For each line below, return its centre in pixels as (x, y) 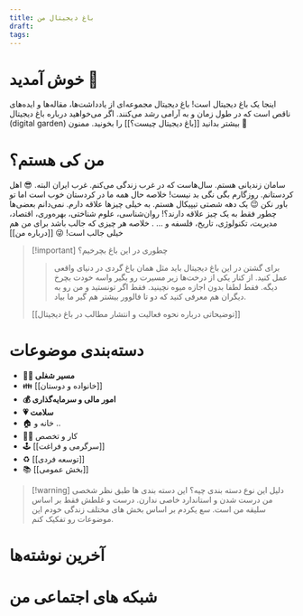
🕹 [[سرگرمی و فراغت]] (64, 446)
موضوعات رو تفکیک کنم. (73, 519)
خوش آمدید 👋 (54, 79)
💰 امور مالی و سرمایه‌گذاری (69, 399)
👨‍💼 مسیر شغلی (48, 376)
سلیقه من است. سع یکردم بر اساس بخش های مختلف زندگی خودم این (148, 509)
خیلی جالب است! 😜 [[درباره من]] (66, 233)
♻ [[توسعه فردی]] (54, 459)
